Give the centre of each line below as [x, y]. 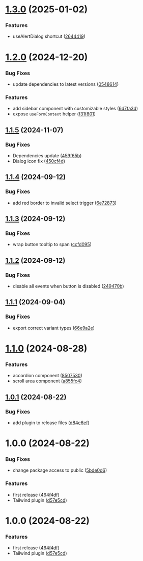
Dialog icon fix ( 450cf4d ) [39, 161]
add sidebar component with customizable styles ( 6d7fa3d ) [75, 109]
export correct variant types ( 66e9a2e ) [54, 328]
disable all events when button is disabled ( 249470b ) [68, 286]
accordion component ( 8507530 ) [47, 376]
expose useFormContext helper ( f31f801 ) [54, 114]
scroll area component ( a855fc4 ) [47, 381]
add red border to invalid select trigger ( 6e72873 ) [65, 203]
